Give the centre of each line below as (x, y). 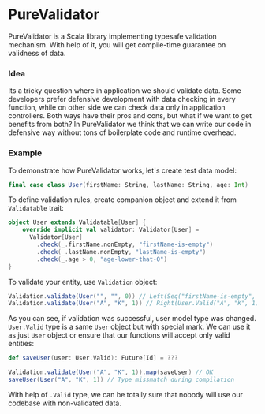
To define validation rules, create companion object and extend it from (122, 200)
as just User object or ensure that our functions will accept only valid (119, 335)
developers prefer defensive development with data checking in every (122, 99)
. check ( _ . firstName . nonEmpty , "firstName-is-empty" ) (125, 245)
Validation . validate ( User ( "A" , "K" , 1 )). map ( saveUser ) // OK (111, 372)
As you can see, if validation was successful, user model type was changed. (132, 319)
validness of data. (37, 53)
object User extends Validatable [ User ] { (77, 222)
